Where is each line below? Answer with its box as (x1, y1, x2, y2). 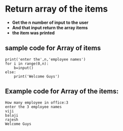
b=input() (14, 65, 34, 70)
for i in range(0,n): (5, 61, 49, 66)
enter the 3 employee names (5, 104, 62, 109)
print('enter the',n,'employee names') (5, 57, 86, 62)
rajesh (5, 117, 18, 122)
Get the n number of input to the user (12, 19, 89, 25)
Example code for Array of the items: (5, 87, 119, 95)
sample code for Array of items (5, 44, 101, 52)
